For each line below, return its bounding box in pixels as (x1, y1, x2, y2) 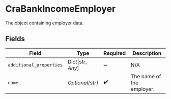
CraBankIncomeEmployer (5, 3, 116, 15)
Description (132, 49, 162, 56)
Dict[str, (67, 58, 87, 65)
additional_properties (8, 62, 63, 68)
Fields (5, 35, 25, 43)
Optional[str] (67, 79, 99, 86)
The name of (130, 73, 161, 80)
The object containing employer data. (5, 20, 84, 26)
